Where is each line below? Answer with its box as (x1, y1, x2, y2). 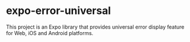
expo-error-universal (6, 4, 111, 17)
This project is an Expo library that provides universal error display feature (6, 23, 185, 30)
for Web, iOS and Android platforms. (6, 29, 94, 36)
